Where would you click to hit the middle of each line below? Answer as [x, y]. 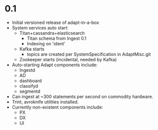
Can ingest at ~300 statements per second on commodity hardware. [82, 96]
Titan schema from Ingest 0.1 [56, 38]
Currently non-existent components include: [57, 107]
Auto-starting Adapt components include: [55, 65]
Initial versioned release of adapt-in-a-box [55, 22]
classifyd [29, 86]
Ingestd [27, 70]
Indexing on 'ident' [46, 43]
